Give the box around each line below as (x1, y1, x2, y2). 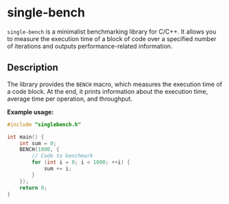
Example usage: (7, 107, 54, 116)
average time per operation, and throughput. (7, 94, 132, 103)
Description (7, 62, 58, 73)
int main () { (7, 133, 45, 140)
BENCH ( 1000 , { (19, 146, 60, 153)
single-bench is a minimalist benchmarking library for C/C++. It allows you (7, 27, 217, 36)
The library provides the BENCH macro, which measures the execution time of (7, 80, 223, 88)
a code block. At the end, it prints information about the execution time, (7, 87, 208, 95)
